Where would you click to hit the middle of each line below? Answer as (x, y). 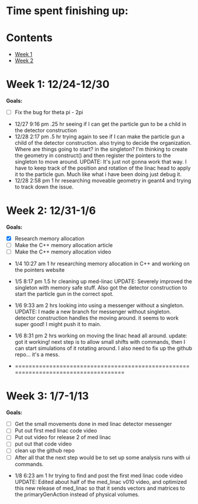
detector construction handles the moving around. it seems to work (97, 318)
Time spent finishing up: (67, 11)
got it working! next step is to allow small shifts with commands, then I (100, 342)
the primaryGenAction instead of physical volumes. (77, 494)
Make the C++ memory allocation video (63, 252)
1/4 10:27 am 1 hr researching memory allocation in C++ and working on (102, 264)
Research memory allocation (49, 239)
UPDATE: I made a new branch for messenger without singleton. (93, 312)
